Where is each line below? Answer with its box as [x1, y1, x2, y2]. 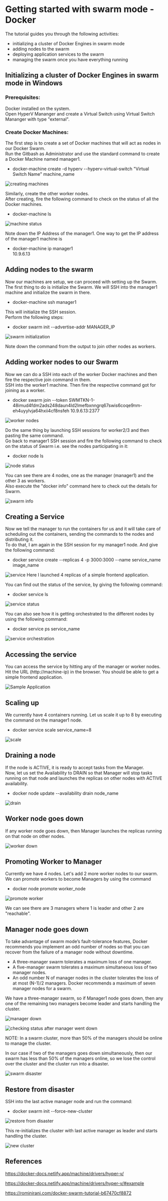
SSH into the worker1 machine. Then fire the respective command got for [5, 382, 156, 388]
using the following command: [5, 616, 68, 622]
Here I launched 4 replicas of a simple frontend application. [27, 572, 149, 578]
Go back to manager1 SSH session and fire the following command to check [5, 438, 162, 444]
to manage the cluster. [5, 1040, 52, 1046]
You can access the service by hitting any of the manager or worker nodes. [5, 664, 161, 670]
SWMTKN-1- [68, 397, 95, 403]
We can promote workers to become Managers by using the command [5, 876, 151, 882]
